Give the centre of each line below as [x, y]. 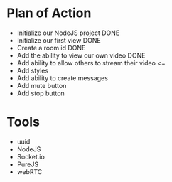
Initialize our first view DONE [59, 40]
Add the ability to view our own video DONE [81, 55]
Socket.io [31, 156]
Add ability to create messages [62, 78]
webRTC [29, 171]
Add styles [33, 70]
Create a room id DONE [51, 48]
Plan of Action [49, 13]
